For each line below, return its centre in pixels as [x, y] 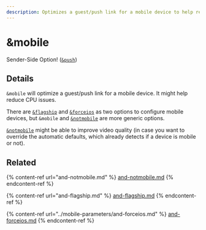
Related [21, 162]
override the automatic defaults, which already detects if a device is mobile [101, 137]
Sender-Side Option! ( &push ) [42, 59]
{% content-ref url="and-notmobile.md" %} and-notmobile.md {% [90, 177]
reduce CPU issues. [31, 100]
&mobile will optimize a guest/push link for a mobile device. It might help [97, 93]
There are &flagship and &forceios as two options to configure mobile [95, 112]
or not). [16, 143]
